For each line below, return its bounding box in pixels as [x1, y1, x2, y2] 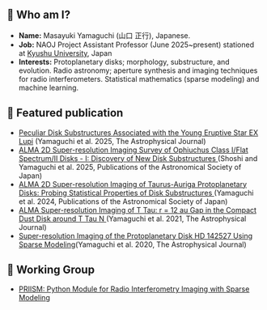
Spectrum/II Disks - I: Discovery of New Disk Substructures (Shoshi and [18, 153, 258, 163]
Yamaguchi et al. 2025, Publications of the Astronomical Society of [18, 162, 242, 172]
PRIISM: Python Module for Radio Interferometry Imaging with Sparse [18, 284, 250, 294]
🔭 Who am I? [6, 8, 71, 22]
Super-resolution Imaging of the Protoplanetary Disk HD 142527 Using [18, 231, 253, 240]
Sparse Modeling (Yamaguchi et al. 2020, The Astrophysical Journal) [18, 240, 247, 249]
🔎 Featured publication [6, 106, 124, 120]
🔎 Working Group [6, 263, 95, 277]
